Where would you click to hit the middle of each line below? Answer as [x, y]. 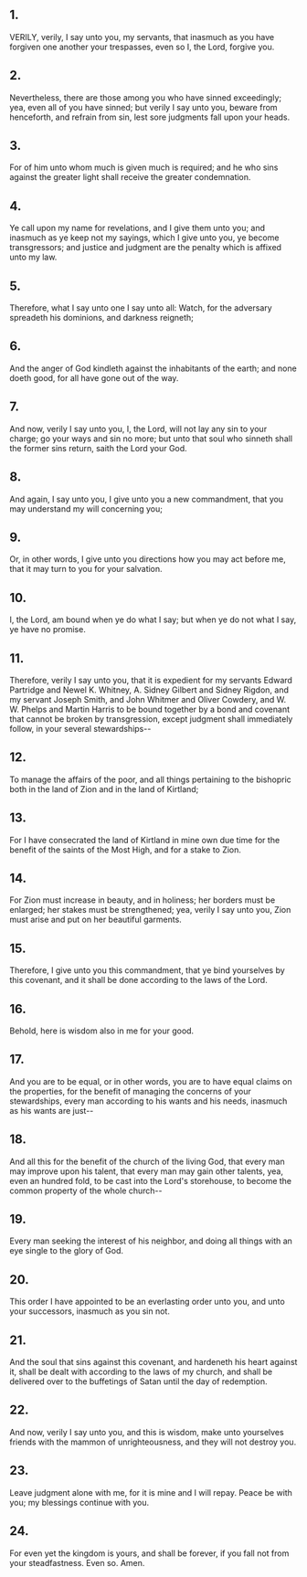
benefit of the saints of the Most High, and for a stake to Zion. [126, 850]
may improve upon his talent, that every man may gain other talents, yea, [146, 1171]
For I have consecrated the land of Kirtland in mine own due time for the [145, 840]
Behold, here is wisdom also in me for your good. [102, 1031]
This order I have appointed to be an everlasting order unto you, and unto [147, 1302]
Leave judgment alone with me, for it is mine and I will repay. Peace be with [151, 1492]
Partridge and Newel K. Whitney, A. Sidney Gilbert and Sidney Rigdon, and [149, 690]
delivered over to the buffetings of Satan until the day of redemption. [138, 1381]
